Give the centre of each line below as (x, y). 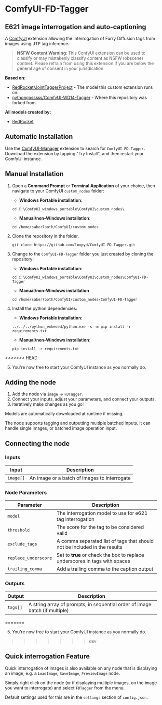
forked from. (24, 103)
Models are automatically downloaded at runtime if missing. (64, 414)
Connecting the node (37, 443)
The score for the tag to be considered (100, 527)
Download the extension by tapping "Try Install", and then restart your (74, 153)
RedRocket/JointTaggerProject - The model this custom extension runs (82, 87)
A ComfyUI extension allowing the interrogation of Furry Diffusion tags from (80, 38)
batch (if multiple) (49, 610)
